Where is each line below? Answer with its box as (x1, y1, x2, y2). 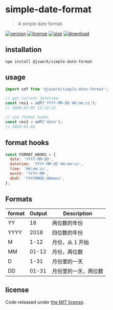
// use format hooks (5, 114, 50, 120)
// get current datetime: (5, 96, 60, 101)
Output (30, 210, 48, 217)
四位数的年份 (52, 229, 83, 237)
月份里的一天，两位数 (52, 268, 104, 275)
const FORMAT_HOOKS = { (5, 152, 56, 157)
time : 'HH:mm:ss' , (10, 166, 50, 171)
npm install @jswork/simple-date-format (5, 59, 93, 64)
